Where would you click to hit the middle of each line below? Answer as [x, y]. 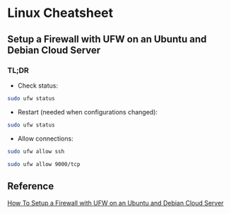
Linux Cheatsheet [60, 13]
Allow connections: [45, 138]
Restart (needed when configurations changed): [87, 112]
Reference [31, 186]
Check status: [38, 85]
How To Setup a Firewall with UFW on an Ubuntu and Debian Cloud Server [115, 203]
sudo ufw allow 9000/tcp [44, 164]
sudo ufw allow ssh [36, 151]
